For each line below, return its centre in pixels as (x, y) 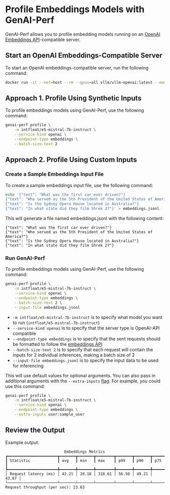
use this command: (25, 386)
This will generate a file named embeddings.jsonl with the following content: (84, 218)
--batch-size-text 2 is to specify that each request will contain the (83, 349)
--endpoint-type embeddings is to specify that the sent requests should (87, 339)
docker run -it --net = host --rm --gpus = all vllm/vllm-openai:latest (79, 82)
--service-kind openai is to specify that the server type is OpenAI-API (86, 328)
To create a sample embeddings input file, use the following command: (79, 185)
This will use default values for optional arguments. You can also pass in (80, 375)
